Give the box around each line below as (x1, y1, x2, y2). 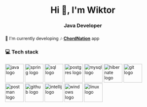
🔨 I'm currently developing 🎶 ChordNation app (5, 36, 100, 42)
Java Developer (64, 22, 102, 29)
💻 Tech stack (5, 48, 38, 55)
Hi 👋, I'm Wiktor (50, 4, 115, 16)
